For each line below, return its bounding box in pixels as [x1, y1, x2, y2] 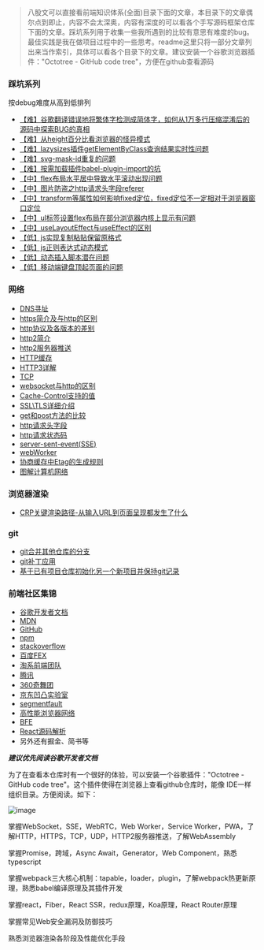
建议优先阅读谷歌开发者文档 [8, 753, 98, 763]
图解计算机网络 [19, 467, 68, 476]
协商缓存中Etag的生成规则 [19, 456, 104, 466]
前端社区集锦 [8, 588, 57, 599]
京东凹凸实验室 [19, 690, 68, 700]
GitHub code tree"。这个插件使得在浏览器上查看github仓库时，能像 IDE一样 [8, 780, 251, 789]
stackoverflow [19, 642, 66, 651]
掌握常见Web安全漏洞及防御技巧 [8, 917, 112, 926]
